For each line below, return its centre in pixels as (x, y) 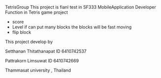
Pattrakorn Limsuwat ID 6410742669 (42, 61)
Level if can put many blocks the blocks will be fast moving (72, 27)
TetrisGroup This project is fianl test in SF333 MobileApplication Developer (80, 7)
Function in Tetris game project (37, 12)
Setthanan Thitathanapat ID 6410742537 (46, 51)
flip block (22, 32)
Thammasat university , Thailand (38, 70)
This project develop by (29, 42)
